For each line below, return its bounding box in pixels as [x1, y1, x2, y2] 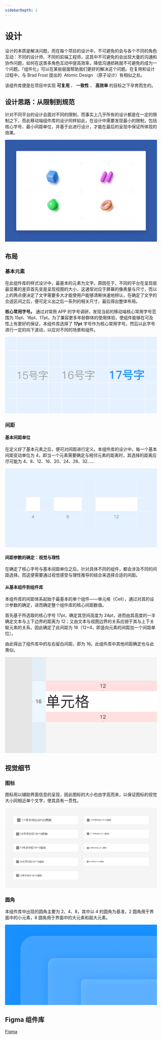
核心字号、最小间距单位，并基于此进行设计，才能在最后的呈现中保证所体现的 [5, 124, 157, 130]
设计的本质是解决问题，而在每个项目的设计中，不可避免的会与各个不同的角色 [5, 48, 157, 53]
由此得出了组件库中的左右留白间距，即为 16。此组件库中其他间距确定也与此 [5, 641, 154, 647]
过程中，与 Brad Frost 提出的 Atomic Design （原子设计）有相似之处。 [5, 72, 145, 78]
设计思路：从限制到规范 [5, 97, 75, 106]
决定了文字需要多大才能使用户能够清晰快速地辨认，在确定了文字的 [26, 292, 157, 298]
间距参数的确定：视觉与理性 [5, 554, 60, 560]
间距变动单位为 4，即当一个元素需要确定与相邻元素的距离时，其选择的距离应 [5, 452, 157, 458]
